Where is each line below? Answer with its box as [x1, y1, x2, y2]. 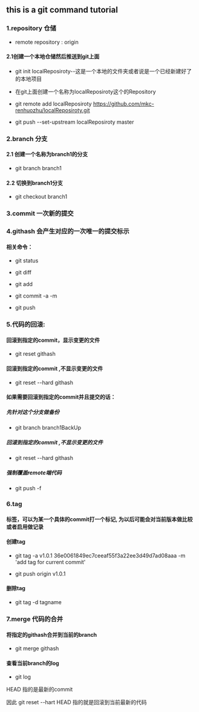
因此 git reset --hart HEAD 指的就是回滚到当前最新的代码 [6, 699, 147, 706]
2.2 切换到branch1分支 [6, 179, 64, 187]
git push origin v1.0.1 [15, 570, 66, 577]
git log [15, 673, 31, 680]
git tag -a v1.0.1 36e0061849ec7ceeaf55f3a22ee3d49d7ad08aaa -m [15, 551, 186, 559]
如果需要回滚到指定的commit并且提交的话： [6, 393, 116, 401]
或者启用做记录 [6, 523, 44, 530]
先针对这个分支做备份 [6, 408, 59, 416]
